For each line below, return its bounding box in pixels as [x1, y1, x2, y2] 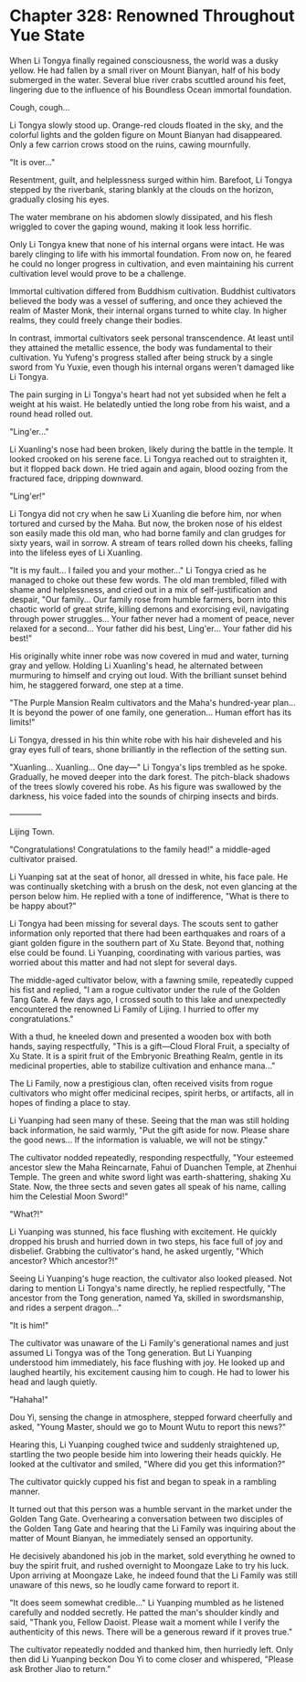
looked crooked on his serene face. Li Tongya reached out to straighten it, [9, 453, 288, 464]
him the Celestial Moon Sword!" [9, 1191, 129, 1202]
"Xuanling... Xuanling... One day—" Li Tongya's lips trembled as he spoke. [9, 762, 288, 773]
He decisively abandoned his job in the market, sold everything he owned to [9, 1550, 296, 1561]
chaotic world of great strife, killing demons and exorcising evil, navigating [9, 604, 290, 615]
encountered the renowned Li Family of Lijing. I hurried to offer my [9, 1004, 259, 1014]
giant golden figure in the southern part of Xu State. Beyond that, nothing [9, 937, 285, 948]
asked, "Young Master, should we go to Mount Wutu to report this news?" [9, 1421, 287, 1432]
